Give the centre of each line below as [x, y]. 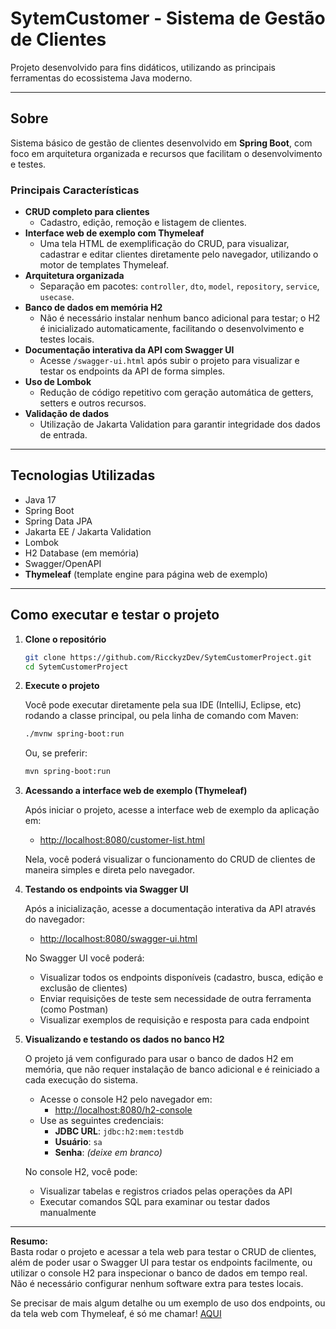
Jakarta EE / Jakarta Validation [88, 531]
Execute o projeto [62, 686]
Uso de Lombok [58, 382]
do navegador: [55, 919]
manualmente [68, 1213]
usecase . [57, 297]
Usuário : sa [78, 1142]
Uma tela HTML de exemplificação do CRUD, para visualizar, [164, 244]
